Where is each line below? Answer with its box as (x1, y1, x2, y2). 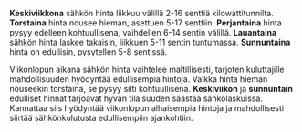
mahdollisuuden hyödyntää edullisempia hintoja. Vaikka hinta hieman (9, 74, 268, 85)
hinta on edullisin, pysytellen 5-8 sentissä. (9, 46, 168, 57)
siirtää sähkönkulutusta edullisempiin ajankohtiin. (9, 113, 193, 123)
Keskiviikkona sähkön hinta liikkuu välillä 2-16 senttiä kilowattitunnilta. (9, 8, 274, 18)
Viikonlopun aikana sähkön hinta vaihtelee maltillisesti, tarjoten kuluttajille (9, 64, 285, 75)
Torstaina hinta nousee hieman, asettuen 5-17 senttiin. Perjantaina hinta (9, 17, 283, 28)
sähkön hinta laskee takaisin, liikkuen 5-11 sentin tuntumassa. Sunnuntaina (9, 36, 291, 47)
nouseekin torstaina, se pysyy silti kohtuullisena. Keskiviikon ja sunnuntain (9, 84, 294, 94)
